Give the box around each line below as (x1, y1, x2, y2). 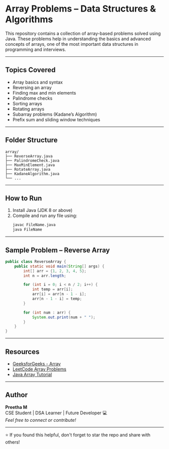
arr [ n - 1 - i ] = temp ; (32, 296, 82, 302)
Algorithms (5, 14, 53, 25)
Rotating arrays (12, 106, 44, 112)
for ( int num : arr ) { (23, 310, 71, 315)
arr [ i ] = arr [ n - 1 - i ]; (32, 291, 87, 297)
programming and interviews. (5, 46, 66, 52)
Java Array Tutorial (12, 371, 52, 378)
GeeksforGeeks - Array (12, 361, 61, 366)
